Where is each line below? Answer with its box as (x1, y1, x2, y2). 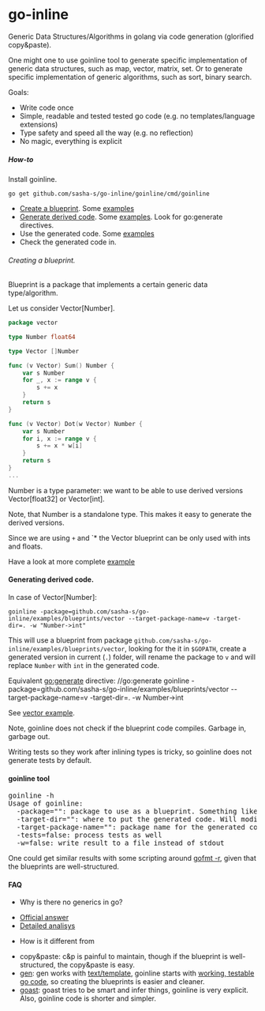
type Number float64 (8, 333, 77, 341)
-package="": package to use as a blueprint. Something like (16, 807, 258, 816)
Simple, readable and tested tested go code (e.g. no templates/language (19, 111, 256, 120)
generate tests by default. (8, 756, 92, 765)
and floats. (8, 541, 43, 551)
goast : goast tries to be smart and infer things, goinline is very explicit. (19, 986, 248, 995)
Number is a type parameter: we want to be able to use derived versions (8, 485, 243, 495)
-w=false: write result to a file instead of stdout (16, 839, 225, 847)
